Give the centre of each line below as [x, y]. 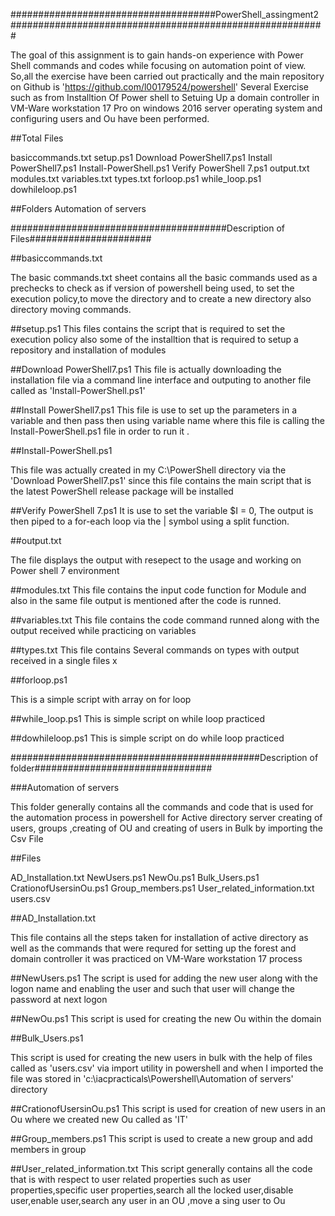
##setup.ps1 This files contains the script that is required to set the [148, 328]
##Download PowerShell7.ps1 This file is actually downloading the [146, 369]
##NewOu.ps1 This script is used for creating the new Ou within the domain [166, 1018]
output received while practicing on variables [103, 630]
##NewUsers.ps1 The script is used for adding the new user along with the [164, 978]
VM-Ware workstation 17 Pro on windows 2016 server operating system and [166, 108]
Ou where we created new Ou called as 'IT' [99, 1119]
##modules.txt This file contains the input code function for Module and [158, 590]
